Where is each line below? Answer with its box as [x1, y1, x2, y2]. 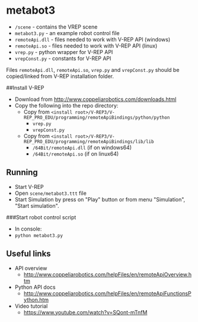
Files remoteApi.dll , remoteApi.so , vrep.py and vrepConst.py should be [6, 66, 180, 73]
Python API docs [14, 283, 56, 291]
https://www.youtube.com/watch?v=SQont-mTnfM [23, 308, 148, 315]
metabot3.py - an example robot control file [14, 29, 120, 36]
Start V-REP [14, 183, 44, 190]
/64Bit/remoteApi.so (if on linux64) [32, 150, 119, 157]
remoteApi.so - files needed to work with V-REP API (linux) [14, 42, 158, 49]
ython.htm [23, 296, 49, 303]
